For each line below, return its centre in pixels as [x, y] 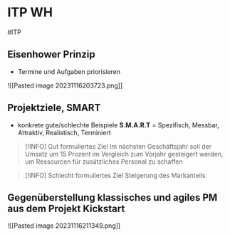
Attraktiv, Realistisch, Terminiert [64, 132]
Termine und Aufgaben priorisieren [69, 71]
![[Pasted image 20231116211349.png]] [64, 226]
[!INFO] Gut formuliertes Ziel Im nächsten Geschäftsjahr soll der [118, 146]
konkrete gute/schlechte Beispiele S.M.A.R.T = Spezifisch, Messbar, [118, 125]
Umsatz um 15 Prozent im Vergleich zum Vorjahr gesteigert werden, [124, 154]
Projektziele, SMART [54, 108]
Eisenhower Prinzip [52, 54]
